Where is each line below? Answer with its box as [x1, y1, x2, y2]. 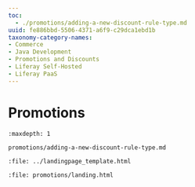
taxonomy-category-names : [8, 33, 92, 42]
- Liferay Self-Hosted [8, 63, 82, 71]
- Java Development [8, 48, 72, 56]
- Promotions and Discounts [8, 56, 100, 64]
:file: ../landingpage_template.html [8, 157, 132, 165]
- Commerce [8, 41, 44, 49]
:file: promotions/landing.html [8, 170, 114, 179]
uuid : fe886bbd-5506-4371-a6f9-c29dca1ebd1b [8, 26, 156, 34]
